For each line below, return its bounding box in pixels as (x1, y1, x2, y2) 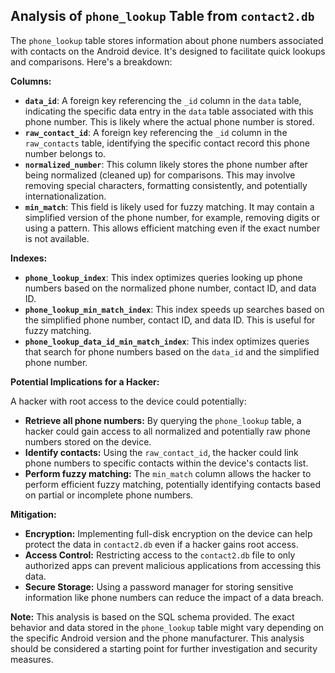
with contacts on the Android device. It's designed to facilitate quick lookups (10, 45, 326, 57)
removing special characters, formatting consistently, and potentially (24, 179, 308, 191)
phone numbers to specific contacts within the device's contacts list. (24, 457, 309, 469)
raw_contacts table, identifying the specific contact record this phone (24, 137, 310, 149)
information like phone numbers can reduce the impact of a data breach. (24, 591, 325, 603)
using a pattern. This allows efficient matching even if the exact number (24, 222, 321, 234)
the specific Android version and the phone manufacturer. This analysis (10, 632, 305, 644)
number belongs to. (24, 147, 107, 159)
